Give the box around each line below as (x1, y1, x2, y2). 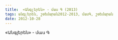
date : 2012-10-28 (5, 16, 41, 21)
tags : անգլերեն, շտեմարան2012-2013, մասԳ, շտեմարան (5, 12, 113, 17)
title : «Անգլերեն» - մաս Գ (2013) (5, 7, 78, 12)
